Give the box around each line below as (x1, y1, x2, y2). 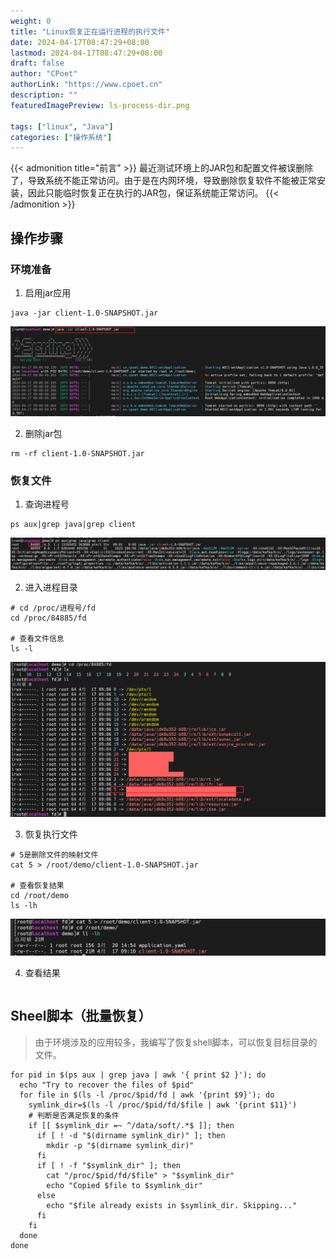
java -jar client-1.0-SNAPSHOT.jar (10, 308, 159, 318)
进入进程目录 (24, 581, 78, 594)
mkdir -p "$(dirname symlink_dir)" (46, 1140, 195, 1150)
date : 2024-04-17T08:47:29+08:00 (10, 37, 150, 47)
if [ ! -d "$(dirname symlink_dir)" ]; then (36, 1130, 226, 1140)
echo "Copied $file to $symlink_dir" (46, 1180, 203, 1190)
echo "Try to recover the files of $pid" (19, 1080, 195, 1090)
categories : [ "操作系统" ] (10, 132, 113, 142)
